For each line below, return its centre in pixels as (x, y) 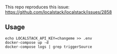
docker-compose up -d (27, 42)
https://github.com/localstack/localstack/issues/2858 (58, 12)
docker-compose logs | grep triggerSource (49, 47)
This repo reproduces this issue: (37, 7)
